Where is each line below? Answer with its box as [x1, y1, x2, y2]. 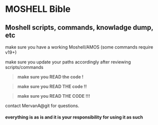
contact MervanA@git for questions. [5, 103, 79, 109]
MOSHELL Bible [5, 3, 71, 15]
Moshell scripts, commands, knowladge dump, [5, 23, 154, 32]
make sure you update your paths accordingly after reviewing [5, 59, 131, 65]
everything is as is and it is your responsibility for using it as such [5, 114, 143, 120]
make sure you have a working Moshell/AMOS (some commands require [5, 44, 154, 50]
